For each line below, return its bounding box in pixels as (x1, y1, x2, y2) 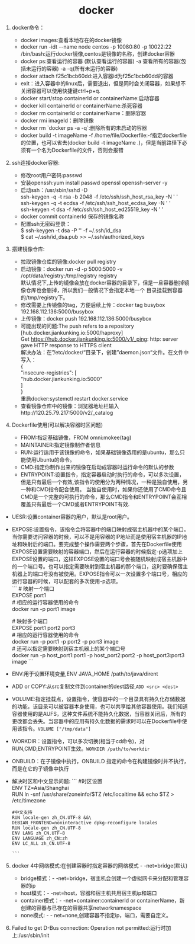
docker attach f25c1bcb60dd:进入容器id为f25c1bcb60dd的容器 (20, 72, 174, 79)
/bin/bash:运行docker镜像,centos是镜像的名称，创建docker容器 (20, 50, 175, 57)
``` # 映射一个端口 (11, 585, 55, 592)
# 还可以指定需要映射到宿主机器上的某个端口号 (11, 645, 126, 652)
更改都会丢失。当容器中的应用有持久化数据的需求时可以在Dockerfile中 (11, 718, 182, 725)
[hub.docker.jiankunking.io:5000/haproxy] (20, 329, 123, 336)
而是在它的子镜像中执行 (11, 765, 69, 772)
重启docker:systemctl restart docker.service (20, 395, 128, 402)
